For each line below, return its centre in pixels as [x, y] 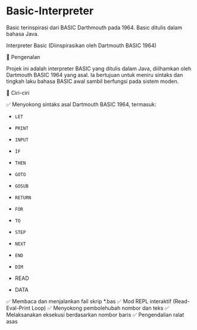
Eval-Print [18, 308]
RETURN [23, 198]
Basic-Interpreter [50, 11]
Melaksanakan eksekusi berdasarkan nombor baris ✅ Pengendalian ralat [95, 314]
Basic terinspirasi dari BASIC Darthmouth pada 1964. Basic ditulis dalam [94, 27]
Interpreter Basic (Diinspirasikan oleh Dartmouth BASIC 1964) [81, 45]
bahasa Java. [23, 33]
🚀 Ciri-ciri [18, 92]
